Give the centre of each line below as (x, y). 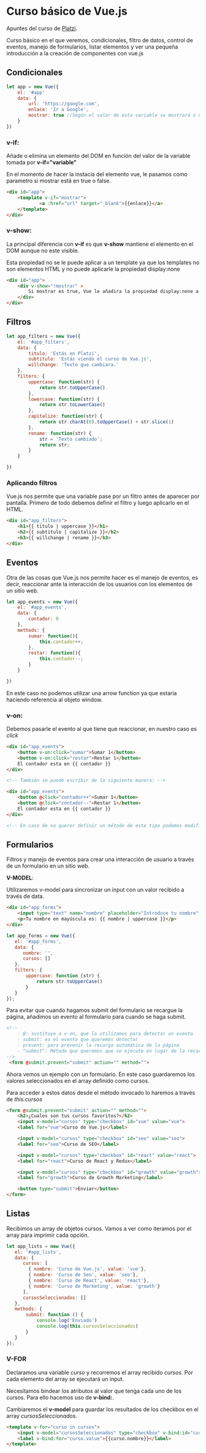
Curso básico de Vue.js (67, 11)
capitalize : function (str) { (66, 416)
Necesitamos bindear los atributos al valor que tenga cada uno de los (94, 1391)
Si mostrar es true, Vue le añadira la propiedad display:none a (114, 292)
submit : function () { (55, 1315)
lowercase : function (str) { (64, 399)
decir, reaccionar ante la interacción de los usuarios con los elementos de (100, 584)
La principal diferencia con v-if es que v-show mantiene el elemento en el (100, 244)
